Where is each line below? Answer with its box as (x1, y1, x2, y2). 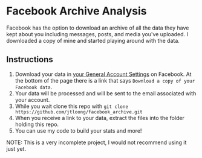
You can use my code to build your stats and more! (15, 127, 142, 134)
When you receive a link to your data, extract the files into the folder (15, 114, 184, 121)
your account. (15, 96, 50, 103)
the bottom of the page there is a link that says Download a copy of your (15, 77, 195, 84)
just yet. (6, 145, 26, 152)
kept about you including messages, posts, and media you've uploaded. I (6, 30, 189, 37)
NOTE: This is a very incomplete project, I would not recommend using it (6, 139, 187, 146)
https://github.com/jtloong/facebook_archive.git (15, 109, 143, 115)
